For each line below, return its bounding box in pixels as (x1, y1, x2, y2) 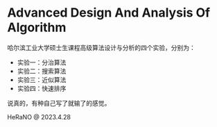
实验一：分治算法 (17, 58, 67, 67)
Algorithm (7, 19, 67, 35)
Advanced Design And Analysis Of (7, 5, 211, 21)
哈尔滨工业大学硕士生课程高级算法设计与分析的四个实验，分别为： (7, 43, 196, 51)
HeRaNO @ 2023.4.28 (7, 112, 71, 121)
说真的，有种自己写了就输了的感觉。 (7, 99, 111, 107)
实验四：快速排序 (17, 84, 67, 92)
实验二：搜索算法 (17, 67, 67, 75)
